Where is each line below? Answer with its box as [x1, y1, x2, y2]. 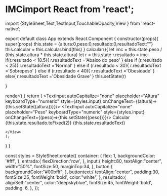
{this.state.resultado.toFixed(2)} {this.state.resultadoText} [5, 120, 126, 126]
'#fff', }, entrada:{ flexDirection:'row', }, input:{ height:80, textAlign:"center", [5, 158, 162, 164]
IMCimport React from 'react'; [5, 4, 134, 15]
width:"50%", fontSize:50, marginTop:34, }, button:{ [5, 163, 113, 169]
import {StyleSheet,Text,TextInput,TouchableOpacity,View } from [5, 20, 140, 26]
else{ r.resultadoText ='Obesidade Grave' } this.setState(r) [5, 73, 127, 79]
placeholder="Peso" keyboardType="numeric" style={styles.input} [5, 109, 145, 115]
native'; [5, 25, 21, 31]
